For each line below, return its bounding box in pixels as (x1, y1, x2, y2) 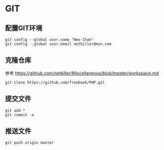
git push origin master (5, 140, 54, 146)
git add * (5, 108, 26, 113)
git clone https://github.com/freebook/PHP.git (5, 80, 105, 85)
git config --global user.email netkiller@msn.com (5, 41, 112, 46)
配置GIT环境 (5, 24, 42, 32)
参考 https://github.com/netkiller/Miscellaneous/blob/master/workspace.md (5, 70, 159, 76)
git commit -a (5, 112, 35, 117)
